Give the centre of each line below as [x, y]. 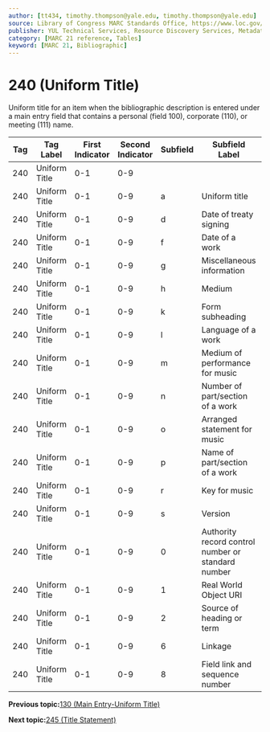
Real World [222, 585]
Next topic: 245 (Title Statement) [62, 720]
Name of [218, 452]
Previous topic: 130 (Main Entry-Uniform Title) [84, 705]
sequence [220, 674]
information [223, 271]
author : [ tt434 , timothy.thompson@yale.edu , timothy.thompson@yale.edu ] [133, 16]
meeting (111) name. [41, 125]
